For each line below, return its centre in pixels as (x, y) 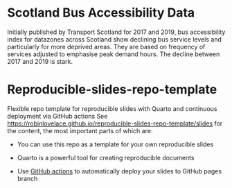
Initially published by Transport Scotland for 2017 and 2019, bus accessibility (116, 32)
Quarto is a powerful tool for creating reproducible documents (106, 157)
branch (27, 178)
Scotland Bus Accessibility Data (101, 13)
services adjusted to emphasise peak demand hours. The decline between (114, 54)
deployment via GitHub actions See (57, 116)
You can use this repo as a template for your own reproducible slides (115, 144)
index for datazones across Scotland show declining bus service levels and (114, 39)
